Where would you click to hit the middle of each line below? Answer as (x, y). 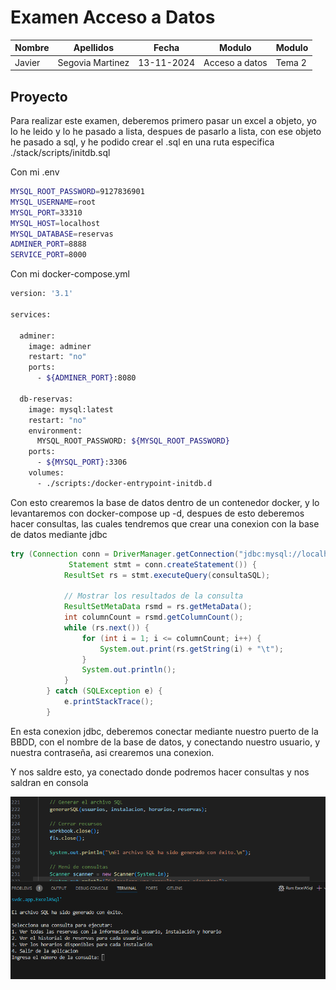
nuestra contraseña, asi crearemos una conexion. (112, 752)
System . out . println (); (129, 670)
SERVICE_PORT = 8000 (48, 255)
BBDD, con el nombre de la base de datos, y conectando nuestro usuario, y (165, 742)
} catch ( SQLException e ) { (104, 691)
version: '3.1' (42, 294)
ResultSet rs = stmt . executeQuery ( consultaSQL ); (167, 575)
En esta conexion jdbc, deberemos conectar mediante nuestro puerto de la (164, 731)
